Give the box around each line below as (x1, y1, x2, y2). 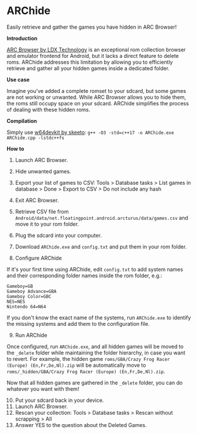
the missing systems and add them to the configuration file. (6, 320, 150, 327)
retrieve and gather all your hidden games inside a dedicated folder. (6, 64, 170, 71)
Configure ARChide (15, 254, 62, 261)
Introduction (6, 35, 37, 42)
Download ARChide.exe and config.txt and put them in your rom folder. (15, 243, 187, 250)
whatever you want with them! (6, 385, 80, 392)
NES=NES (6, 298, 26, 305)
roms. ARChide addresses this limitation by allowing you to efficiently (6, 58, 173, 66)
